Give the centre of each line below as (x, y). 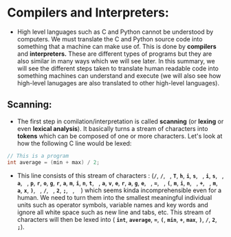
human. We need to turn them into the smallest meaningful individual (114, 197)
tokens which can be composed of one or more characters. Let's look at (120, 136)
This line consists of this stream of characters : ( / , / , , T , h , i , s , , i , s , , (120, 175)
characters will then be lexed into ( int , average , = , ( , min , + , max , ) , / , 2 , (117, 219)
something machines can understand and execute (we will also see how (119, 75)
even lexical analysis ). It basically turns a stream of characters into (112, 128)
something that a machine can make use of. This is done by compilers (117, 46)
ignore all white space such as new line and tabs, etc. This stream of (114, 212)
